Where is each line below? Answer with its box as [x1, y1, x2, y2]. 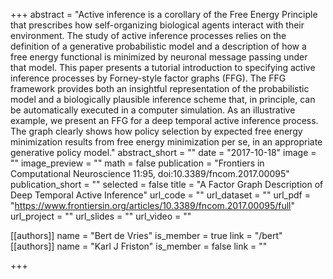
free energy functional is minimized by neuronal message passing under [10, 51, 308, 63]
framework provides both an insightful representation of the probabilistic [10, 83, 310, 94]
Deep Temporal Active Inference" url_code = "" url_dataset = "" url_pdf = [10, 189, 311, 201]
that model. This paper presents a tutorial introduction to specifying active [10, 62, 316, 73]
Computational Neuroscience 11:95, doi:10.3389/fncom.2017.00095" [10, 168, 290, 179]
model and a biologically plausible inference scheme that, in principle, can [10, 94, 316, 105]
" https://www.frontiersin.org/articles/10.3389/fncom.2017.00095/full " [10, 200, 296, 211]
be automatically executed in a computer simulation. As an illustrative [10, 104, 296, 116]
